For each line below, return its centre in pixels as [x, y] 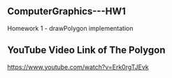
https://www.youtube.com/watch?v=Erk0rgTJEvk [78, 67]
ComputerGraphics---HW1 [66, 11]
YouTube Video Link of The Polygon [86, 50]
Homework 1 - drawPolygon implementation [70, 28]
